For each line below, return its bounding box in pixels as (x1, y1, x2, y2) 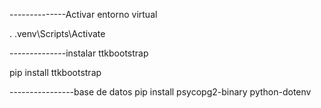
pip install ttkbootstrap (9, 67, 102, 78)
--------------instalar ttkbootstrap (9, 47, 149, 59)
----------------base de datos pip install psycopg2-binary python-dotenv (9, 86, 312, 98)
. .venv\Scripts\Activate (9, 28, 106, 39)
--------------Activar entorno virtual (9, 9, 158, 20)
